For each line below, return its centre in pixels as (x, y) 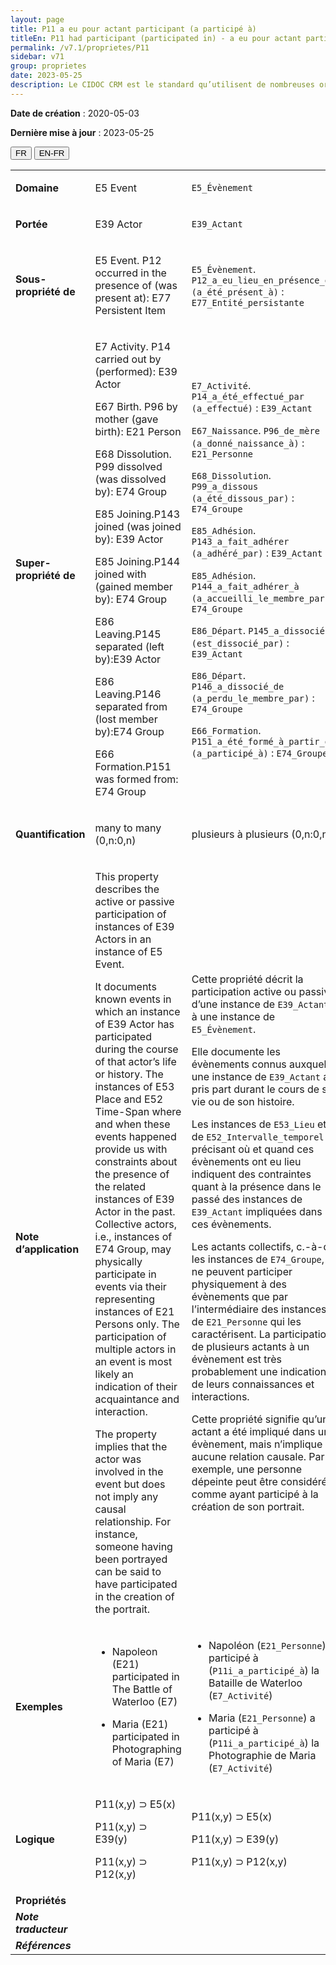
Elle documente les (236, 1051)
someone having (133, 1546)
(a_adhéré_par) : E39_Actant (257, 553)
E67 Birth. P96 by (136, 406)
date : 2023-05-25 (46, 76)
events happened (135, 1136)
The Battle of (142, 1689)
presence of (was (136, 285)
